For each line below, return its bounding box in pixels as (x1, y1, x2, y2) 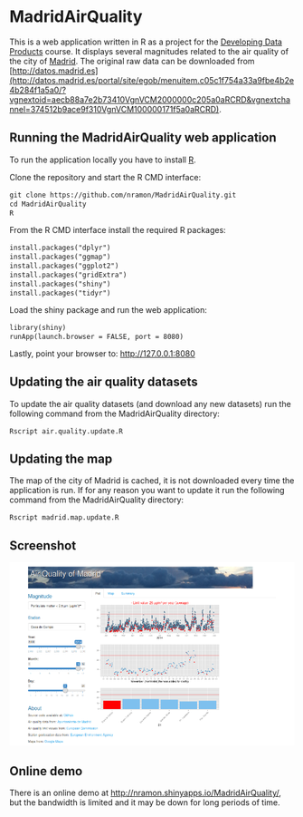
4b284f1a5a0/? (9, 84, 66, 95)
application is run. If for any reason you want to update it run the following (9, 485, 285, 496)
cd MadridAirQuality (9, 199, 88, 209)
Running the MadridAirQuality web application (9, 130, 278, 146)
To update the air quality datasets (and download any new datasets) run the (9, 398, 291, 409)
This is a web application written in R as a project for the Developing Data (9, 36, 283, 47)
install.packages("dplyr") (9, 243, 111, 252)
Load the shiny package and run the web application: (9, 304, 208, 315)
